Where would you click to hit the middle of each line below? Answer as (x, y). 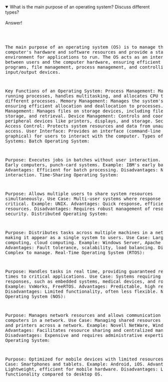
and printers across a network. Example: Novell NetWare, (78, 325)
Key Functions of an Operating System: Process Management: (80, 91)
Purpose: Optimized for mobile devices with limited (71, 359)
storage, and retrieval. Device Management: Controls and (78, 116)
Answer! (14, 23)
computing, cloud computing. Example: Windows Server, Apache (83, 242)
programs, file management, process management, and (71, 67)
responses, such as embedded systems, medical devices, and (80, 281)
